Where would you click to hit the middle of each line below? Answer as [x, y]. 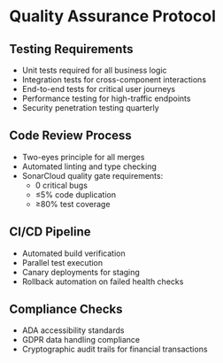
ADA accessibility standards [73, 330]
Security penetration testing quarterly [90, 108]
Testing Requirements [71, 49]
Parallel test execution [62, 262]
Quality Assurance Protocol [113, 16]
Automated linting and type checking [89, 166]
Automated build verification [73, 253]
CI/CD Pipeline [50, 232]
